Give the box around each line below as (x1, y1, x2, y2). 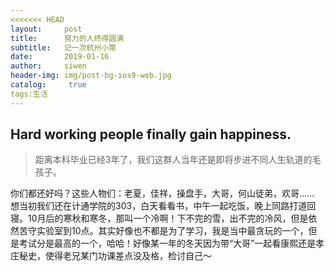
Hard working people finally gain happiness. (10, 126, 292, 143)
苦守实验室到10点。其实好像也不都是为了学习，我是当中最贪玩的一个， (18, 225, 309, 237)
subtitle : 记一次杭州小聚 (10, 42, 117, 53)
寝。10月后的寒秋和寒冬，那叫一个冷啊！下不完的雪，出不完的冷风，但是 (10, 212, 309, 225)
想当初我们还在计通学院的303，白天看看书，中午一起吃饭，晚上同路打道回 (10, 200, 317, 212)
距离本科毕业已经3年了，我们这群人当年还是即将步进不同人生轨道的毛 (34, 154, 322, 166)
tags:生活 (10, 89, 48, 99)
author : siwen (10, 61, 87, 71)
